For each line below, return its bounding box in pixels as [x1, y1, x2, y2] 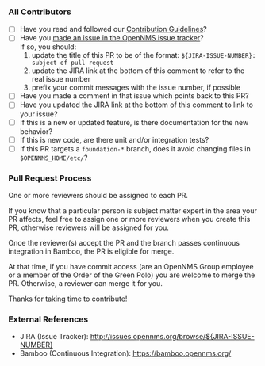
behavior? [19, 126, 53, 136]
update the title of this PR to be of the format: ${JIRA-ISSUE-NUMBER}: [31, 51, 256, 60]
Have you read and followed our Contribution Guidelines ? [19, 25, 208, 34]
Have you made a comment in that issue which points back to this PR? [19, 91, 249, 101]
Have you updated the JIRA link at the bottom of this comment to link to [19, 100, 254, 109]
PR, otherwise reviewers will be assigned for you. [8, 223, 169, 232]
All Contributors [8, 6, 71, 17]
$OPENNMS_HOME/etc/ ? [19, 153, 88, 162]
